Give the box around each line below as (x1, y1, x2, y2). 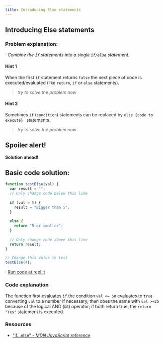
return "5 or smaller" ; (14, 223, 64, 229)
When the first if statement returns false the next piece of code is (5, 74, 142, 80)
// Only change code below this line (9, 191, 88, 196)
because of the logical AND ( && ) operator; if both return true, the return (5, 303, 152, 309)
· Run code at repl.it (5, 269, 46, 275)
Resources (5, 321, 32, 328)
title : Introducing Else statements (5, 7, 81, 12)
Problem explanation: (5, 40, 58, 47)
